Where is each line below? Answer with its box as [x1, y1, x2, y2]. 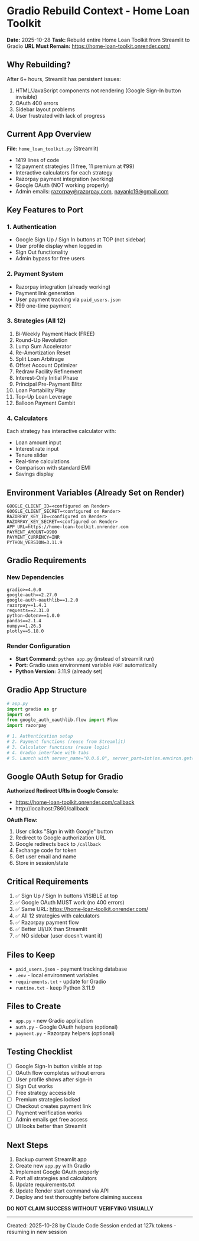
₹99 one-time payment [15, 302, 71, 309]
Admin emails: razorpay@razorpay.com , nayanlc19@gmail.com [15, 188, 169, 195]
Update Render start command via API [15, 1187, 109, 1194]
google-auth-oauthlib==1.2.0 [6, 597, 79, 603]
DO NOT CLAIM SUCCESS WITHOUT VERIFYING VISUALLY [6, 1205, 154, 1212]
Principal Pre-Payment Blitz [15, 380, 82, 387]
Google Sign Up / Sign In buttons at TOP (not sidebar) [15, 236, 146, 243]
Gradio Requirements [6, 555, 87, 565]
